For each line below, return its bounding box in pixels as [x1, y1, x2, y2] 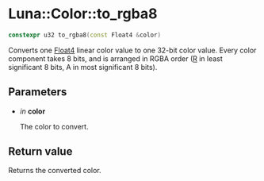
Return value [8, 144, 73, 159]
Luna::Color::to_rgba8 [8, 5, 158, 23]
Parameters [8, 85, 67, 99]
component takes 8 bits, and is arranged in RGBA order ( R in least [8, 53, 224, 64]
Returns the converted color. [8, 166, 101, 175]
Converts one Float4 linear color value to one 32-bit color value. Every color [8, 45, 257, 55]
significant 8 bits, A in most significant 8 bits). [8, 62, 158, 71]
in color [19, 106, 46, 116]
